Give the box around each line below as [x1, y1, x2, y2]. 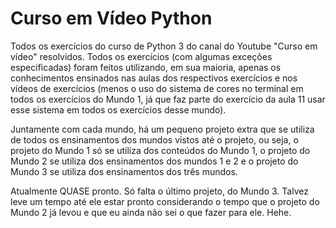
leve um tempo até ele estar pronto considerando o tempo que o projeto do [10, 195, 320, 207]
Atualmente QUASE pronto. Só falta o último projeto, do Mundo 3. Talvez [10, 185, 309, 197]
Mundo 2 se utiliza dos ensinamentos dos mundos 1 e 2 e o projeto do [10, 155, 299, 167]
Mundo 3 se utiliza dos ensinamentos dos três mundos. [10, 165, 238, 177]
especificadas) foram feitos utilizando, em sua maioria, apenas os [10, 61, 282, 73]
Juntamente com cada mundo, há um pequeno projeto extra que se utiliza [10, 123, 315, 135]
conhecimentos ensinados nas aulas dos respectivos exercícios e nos [10, 72, 298, 84]
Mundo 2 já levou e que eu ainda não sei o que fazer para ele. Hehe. [10, 206, 292, 218]
